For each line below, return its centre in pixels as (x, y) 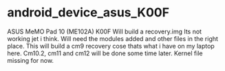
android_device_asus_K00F (88, 13)
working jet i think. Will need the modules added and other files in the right (113, 38)
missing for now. (30, 60)
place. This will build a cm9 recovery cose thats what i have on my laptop (111, 46)
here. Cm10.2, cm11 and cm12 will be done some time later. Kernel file (105, 53)
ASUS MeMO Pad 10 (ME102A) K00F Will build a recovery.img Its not (104, 31)
